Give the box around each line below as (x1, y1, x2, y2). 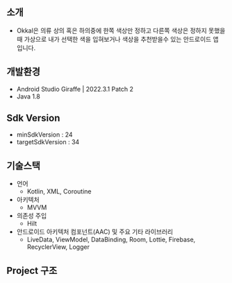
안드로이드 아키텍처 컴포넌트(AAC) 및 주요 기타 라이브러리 (16, 228, 174, 236)
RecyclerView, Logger (26, 243, 90, 251)
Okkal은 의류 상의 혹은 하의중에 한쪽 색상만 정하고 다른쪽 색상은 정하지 (16, 26, 208, 35)
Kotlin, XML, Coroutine (26, 187, 92, 196)
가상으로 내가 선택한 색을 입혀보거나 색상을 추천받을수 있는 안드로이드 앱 (24, 35, 219, 43)
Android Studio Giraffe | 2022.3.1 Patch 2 (16, 85, 133, 93)
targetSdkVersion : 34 (16, 138, 80, 146)
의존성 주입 (16, 212, 47, 220)
